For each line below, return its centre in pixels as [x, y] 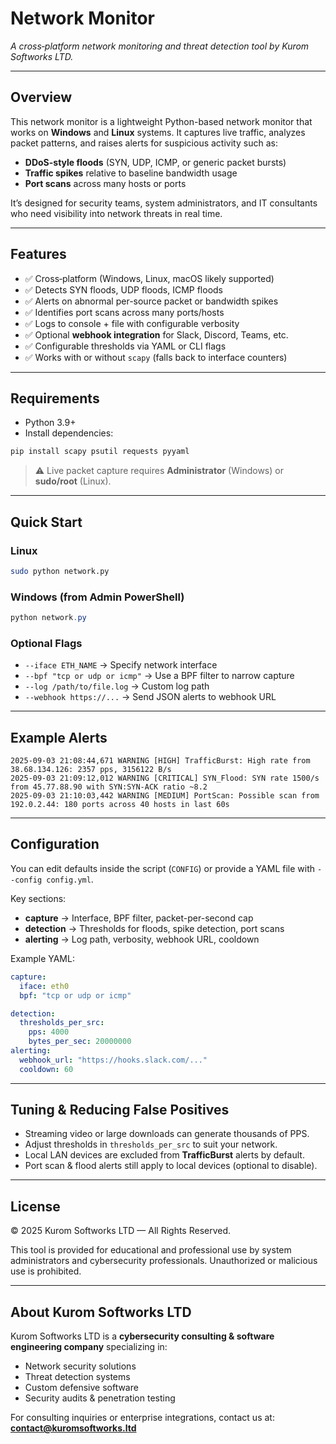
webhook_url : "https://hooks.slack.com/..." [113, 1060]
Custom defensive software [81, 1388]
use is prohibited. [46, 1271]
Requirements [55, 398]
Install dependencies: [69, 433]
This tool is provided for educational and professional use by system [151, 1250]
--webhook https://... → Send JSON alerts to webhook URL [150, 697]
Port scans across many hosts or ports [105, 183]
